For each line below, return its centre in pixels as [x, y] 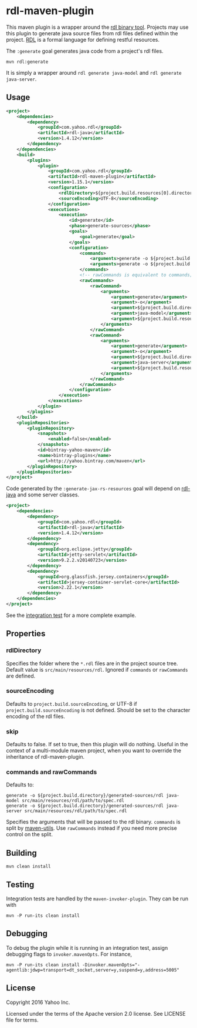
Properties [26, 634]
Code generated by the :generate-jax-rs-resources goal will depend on [93, 489]
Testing [20, 884]
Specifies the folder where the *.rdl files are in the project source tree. [92, 663]
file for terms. [23, 1020]
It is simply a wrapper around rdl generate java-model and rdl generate [94, 72]
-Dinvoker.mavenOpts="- [111, 965]
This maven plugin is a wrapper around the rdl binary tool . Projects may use [97, 27]
